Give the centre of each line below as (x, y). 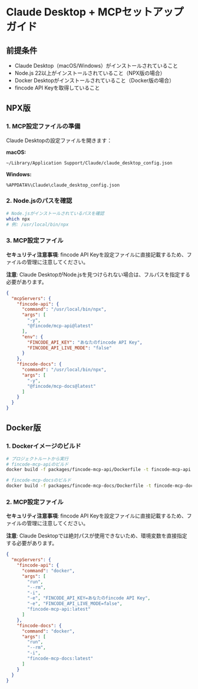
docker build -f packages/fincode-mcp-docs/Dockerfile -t (79, 486)
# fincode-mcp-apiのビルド (37, 464)
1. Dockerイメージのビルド (44, 446)
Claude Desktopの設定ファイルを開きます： (59, 140)
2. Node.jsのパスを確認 (39, 201)
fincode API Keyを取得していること (57, 88)
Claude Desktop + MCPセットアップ (95, 12)
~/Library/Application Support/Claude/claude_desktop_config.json (89, 163)
